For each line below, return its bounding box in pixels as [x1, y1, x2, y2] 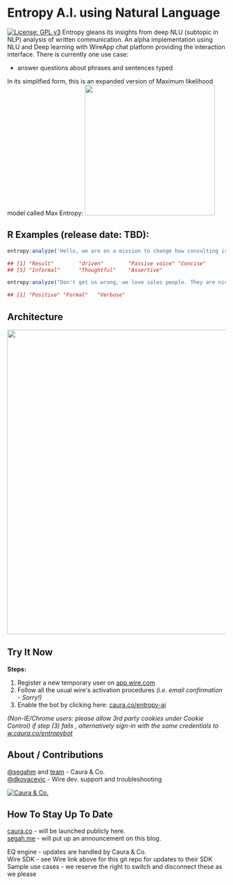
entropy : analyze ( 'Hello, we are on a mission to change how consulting [7, 247, 218, 255]
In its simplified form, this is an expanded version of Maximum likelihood [7, 77, 214, 85]
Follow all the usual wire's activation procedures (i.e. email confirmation [17, 685, 223, 694]
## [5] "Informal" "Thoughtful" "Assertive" [7, 266, 163, 273]
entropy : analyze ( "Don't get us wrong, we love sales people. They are [7, 279, 216, 286]
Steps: [7, 664, 26, 673]
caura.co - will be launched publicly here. [7, 827, 126, 836]
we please [7, 870, 37, 878]
